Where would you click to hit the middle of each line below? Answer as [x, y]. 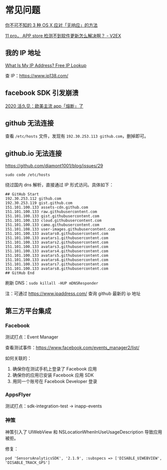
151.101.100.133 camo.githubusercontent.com [52, 225]
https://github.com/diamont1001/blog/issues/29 [54, 166]
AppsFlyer [18, 394]
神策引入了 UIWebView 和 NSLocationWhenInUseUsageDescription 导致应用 [84, 432]
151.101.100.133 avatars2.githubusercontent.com [57, 242]
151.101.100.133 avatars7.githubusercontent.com [57, 264]
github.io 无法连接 [33, 153]
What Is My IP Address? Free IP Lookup [46, 65]
